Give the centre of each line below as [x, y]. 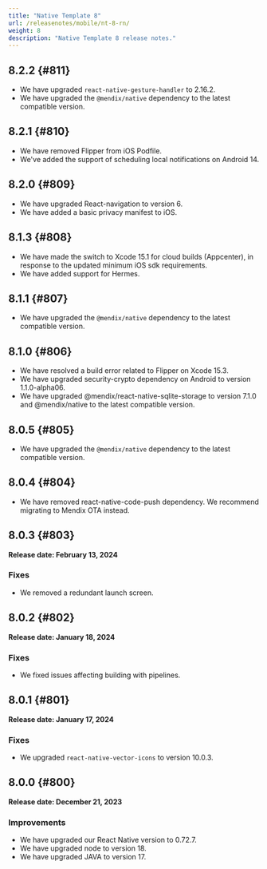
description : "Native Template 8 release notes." [92, 38]
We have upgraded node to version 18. [83, 848]
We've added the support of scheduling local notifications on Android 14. [139, 159]
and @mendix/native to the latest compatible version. [107, 405]
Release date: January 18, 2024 [62, 637]
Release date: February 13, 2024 [63, 554]
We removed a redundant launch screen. [86, 593]
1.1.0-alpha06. [42, 387]
